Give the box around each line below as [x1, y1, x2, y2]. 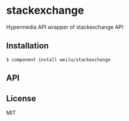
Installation [6, 41, 49, 51]
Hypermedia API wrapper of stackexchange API [6, 23, 124, 31]
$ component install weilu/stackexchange [6, 56, 111, 63]
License [6, 93, 36, 104]
